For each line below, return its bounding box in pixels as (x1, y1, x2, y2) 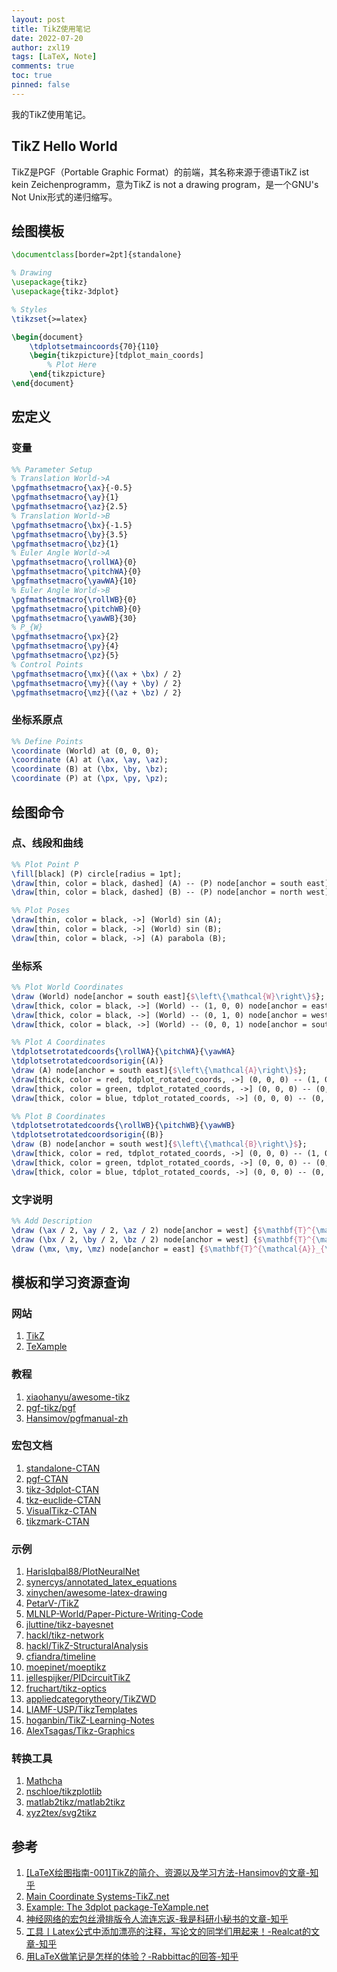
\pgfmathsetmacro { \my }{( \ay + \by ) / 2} (11, 678, 183, 688)
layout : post (11, 14, 66, 25)
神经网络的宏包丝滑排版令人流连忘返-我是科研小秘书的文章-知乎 (25, 1913, 289, 1925)
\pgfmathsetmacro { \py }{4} (11, 641, 119, 651)
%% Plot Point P (11, 859, 79, 870)
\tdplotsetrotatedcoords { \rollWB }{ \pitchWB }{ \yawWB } (11, 1121, 236, 1131)
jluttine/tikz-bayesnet (25, 1619, 114, 1631)
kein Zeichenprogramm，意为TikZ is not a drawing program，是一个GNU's (11, 178, 319, 190)
